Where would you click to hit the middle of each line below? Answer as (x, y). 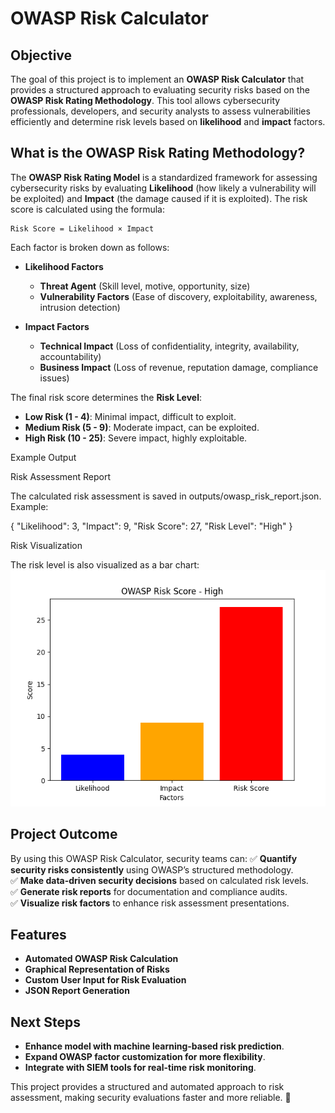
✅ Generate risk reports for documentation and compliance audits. (149, 891)
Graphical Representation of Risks (97, 969)
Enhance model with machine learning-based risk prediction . (154, 1046)
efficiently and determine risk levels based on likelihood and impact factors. (168, 121)
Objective (41, 55)
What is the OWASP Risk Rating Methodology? (158, 153)
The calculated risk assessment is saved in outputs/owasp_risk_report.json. (166, 496)
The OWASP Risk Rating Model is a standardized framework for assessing (164, 177)
